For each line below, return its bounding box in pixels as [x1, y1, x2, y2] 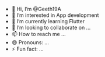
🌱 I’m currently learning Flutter [11, 18, 85, 24]
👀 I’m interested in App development [11, 12, 99, 19]
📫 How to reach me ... [11, 31, 66, 37]
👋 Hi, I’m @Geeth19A [11, 6, 61, 12]
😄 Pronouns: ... [11, 39, 50, 46]
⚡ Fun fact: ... [11, 45, 44, 52]
